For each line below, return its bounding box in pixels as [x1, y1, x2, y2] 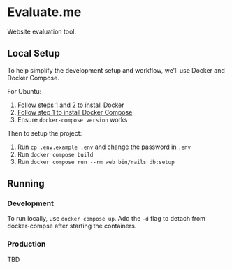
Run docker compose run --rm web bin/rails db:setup [17, 157, 175, 166]
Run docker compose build [17, 150, 94, 158]
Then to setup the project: [7, 129, 82, 137]
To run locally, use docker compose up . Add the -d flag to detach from [7, 215, 206, 223]
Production [7, 239, 46, 249]
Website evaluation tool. [7, 27, 77, 36]
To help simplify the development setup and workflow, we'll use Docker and [7, 66, 225, 74]
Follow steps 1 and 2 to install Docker [17, 101, 124, 109]
